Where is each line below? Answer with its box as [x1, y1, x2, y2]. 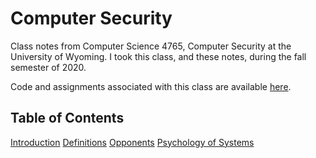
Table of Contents [10, 110, 125, 127]
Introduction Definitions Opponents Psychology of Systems [10, 136, 255, 148]
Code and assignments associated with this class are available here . [10, 80, 292, 92]
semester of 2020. [10, 61, 87, 73]
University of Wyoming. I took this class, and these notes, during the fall [10, 50, 307, 62]
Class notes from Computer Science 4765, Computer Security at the [10, 40, 292, 52]
